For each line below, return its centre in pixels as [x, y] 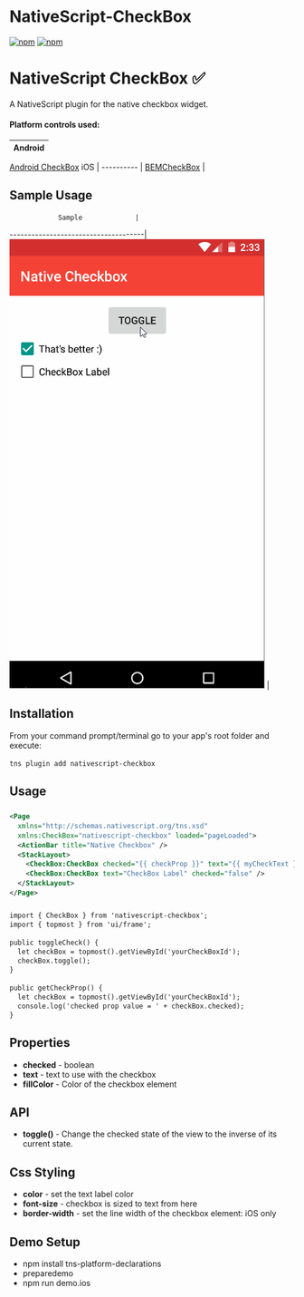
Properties [40, 1043]
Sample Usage [51, 195]
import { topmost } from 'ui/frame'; [81, 924]
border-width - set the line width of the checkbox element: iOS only [149, 1214]
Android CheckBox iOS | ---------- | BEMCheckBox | [107, 167]
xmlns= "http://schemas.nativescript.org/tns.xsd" [113, 826]
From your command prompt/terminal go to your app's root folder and [139, 735]
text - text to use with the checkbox [89, 1074]
